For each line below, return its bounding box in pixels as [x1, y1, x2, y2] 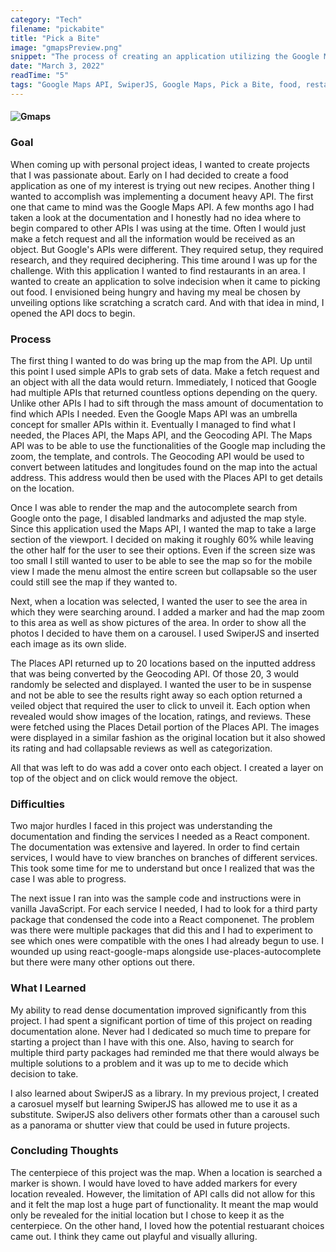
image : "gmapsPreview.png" [10, 42, 123, 53]
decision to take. [10, 1067, 79, 1080]
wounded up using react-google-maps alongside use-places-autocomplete [10, 946, 322, 958]
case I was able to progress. [10, 873, 127, 885]
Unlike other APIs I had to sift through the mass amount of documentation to [10, 397, 324, 409]
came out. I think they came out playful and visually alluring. [10, 1230, 258, 1242]
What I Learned [10, 981, 87, 995]
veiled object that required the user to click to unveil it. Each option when [10, 699, 311, 711]
